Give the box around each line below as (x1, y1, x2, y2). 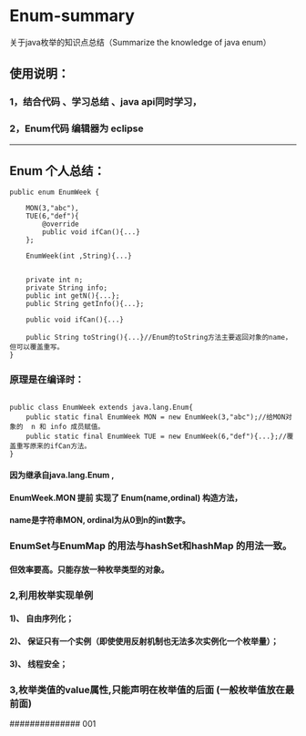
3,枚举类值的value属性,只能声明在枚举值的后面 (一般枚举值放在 (9, 683, 285, 696)
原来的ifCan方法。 (29, 441, 91, 451)
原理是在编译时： (9, 373, 85, 386)
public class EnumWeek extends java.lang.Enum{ (9, 403, 194, 412)
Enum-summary (9, 5, 135, 26)
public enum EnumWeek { (9, 188, 100, 197)
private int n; (25, 275, 84, 285)
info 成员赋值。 (49, 422, 105, 431)
